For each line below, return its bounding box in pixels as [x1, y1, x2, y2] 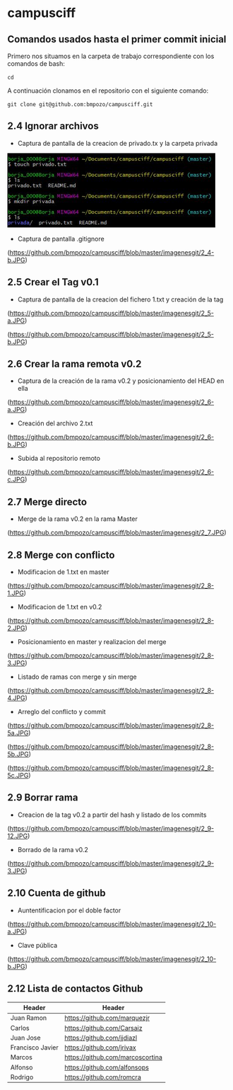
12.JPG [7, 832, 28, 840]
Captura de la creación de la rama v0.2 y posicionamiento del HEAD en [17, 377, 225, 385]
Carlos [10, 1023, 30, 1032]
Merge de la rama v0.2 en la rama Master [17, 515, 138, 523]
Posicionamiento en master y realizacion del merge [17, 638, 167, 646]
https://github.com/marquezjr [64, 1014, 150, 1022]
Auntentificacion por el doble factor [17, 906, 121, 914]
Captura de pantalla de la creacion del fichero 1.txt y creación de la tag [17, 295, 224, 304]
